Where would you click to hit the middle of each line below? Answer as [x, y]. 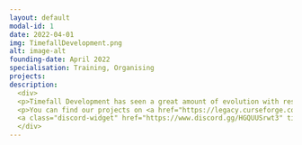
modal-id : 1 [31, 26]
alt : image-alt [38, 51]
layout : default [40, 18]
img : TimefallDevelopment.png [66, 43]
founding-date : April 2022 [60, 59]
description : [34, 85]
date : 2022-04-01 [42, 34]
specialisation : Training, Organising [82, 68]
